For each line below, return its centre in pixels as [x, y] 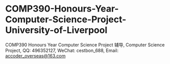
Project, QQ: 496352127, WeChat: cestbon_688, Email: [62, 50]
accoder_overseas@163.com [36, 55]
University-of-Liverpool [56, 30]
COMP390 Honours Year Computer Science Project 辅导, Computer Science [85, 45]
